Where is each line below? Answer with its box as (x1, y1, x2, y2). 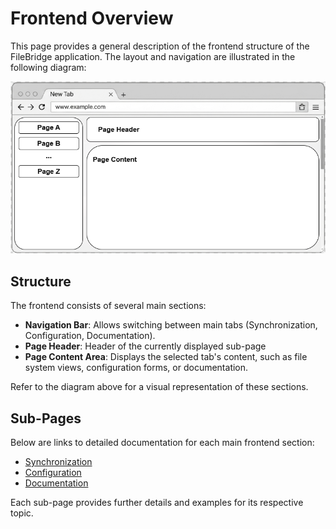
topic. (10, 507, 34, 519)
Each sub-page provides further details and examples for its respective (10, 496, 304, 508)
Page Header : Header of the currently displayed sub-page (24, 340, 267, 352)
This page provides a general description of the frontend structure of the (10, 40, 310, 52)
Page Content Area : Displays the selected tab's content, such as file (24, 351, 308, 363)
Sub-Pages (10, 410, 82, 427)
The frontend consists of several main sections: (10, 300, 207, 312)
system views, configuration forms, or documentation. (24, 362, 249, 374)
